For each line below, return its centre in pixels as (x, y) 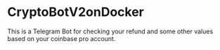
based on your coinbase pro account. (62, 38)
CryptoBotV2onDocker (76, 12)
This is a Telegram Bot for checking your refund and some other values (110, 31)
